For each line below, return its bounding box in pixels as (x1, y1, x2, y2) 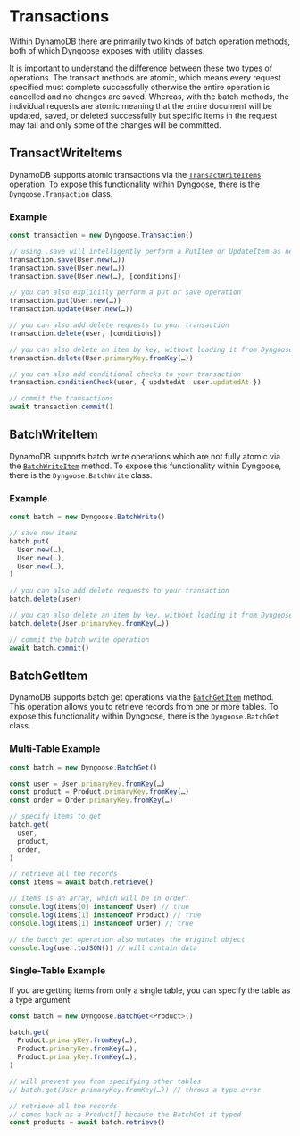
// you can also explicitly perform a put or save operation (9, 288, 242, 297)
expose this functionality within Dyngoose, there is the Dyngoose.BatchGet (9, 711, 279, 721)
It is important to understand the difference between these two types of (9, 63, 273, 73)
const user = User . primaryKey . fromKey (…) (9, 779, 166, 788)
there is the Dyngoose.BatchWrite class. (9, 469, 153, 480)
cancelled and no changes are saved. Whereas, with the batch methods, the (9, 91, 290, 102)
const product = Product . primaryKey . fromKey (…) (9, 787, 190, 796)
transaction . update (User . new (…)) (9, 305, 134, 314)
